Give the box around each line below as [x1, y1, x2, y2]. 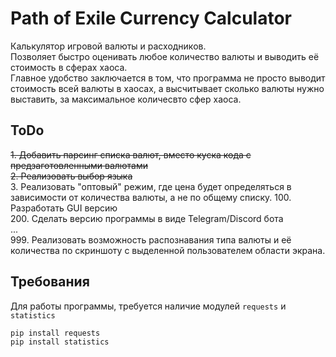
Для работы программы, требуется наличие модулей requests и [10, 300, 287, 312]
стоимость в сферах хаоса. [10, 61, 128, 73]
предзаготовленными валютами [10, 159, 149, 171]
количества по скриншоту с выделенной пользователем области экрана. [10, 244, 326, 256]
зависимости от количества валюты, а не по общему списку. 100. [10, 191, 292, 203]
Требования [10, 273, 90, 291]
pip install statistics [10, 337, 110, 347]
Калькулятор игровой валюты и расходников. [10, 40, 207, 52]
